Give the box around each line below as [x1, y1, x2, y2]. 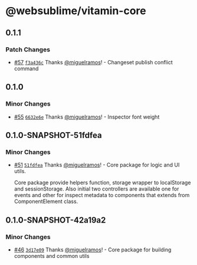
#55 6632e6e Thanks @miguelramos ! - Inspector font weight [14, 113, 160, 120]
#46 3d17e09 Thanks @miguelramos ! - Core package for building [14, 246, 172, 253]
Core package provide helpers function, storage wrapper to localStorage [14, 179, 191, 187]
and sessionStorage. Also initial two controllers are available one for [14, 185, 179, 192]
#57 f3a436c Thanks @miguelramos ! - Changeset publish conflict [14, 58, 173, 66]
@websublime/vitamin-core [5, 4, 146, 18]
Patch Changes [5, 45, 51, 54]
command [14, 65, 39, 72]
